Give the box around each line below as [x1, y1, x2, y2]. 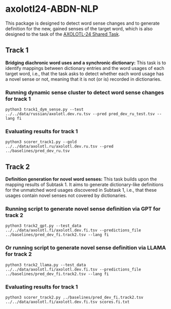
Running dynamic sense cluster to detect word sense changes [5, 88, 164, 96]
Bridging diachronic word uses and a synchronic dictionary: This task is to [5, 60, 166, 66]
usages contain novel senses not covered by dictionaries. [5, 192, 127, 198]
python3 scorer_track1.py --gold [5, 139, 77, 144]
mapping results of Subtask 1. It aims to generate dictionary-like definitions [5, 181, 164, 188]
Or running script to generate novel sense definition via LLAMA [5, 244, 166, 251]
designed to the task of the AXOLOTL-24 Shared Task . [5, 31, 120, 37]
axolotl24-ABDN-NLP [5, 3, 99, 15]
